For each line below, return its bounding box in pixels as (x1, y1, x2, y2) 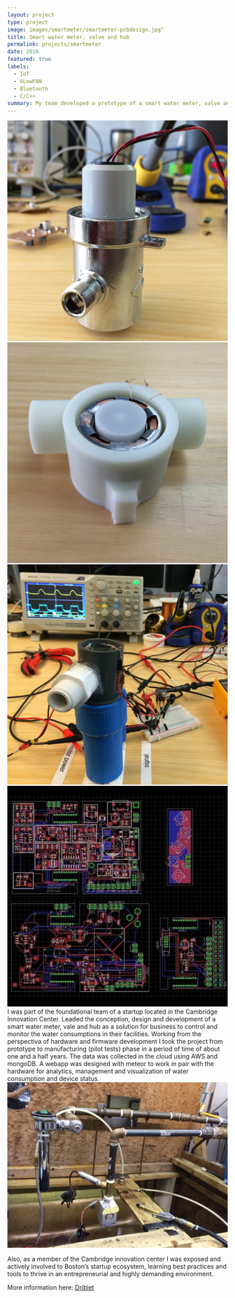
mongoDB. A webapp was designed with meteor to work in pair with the (7, 1060, 215, 1068)
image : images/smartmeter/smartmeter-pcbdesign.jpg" (7, 26, 164, 33)
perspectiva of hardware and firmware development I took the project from (7, 1037, 224, 1046)
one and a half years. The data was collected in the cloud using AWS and (7, 1052, 218, 1061)
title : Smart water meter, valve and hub (7, 34, 130, 41)
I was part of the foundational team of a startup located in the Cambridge (7, 1007, 218, 1016)
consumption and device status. (7, 1075, 100, 1083)
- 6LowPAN (13, 78, 42, 85)
